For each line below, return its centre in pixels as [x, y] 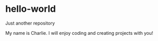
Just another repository [30, 23]
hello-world [31, 9]
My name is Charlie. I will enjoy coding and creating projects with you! [79, 33]
